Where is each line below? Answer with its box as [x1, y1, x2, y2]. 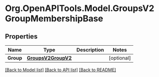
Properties [5, 32, 38, 40]
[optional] [109, 55, 131, 61]
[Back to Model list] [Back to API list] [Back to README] [5, 67, 116, 73]
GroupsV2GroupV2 [27, 55, 72, 61]
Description [76, 47, 104, 53]
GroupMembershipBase [5, 13, 103, 24]
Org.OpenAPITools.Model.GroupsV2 [5, 3, 155, 14]
